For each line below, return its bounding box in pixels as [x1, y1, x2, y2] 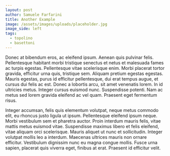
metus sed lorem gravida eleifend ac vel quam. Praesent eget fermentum [5, 92, 157, 98]
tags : [5, 31, 17, 36]
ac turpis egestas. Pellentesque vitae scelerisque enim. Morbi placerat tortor [5, 65, 165, 71]
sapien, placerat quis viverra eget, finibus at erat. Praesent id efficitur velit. [5, 145, 161, 151]
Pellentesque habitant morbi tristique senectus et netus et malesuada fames [5, 59, 164, 66]
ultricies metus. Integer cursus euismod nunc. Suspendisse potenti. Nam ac [5, 87, 163, 93]
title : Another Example [5, 17, 56, 22]
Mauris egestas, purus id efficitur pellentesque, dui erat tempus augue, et [5, 75, 158, 82]
